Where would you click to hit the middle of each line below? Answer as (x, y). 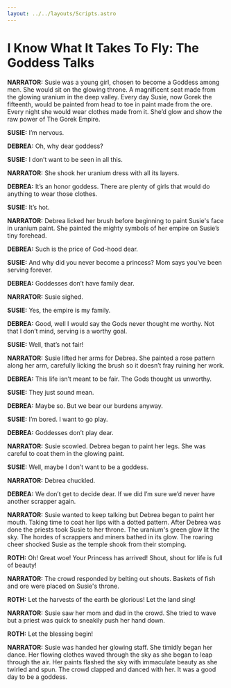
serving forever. (30, 270)
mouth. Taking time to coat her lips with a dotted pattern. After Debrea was (114, 522)
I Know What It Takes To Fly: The (103, 48)
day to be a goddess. (37, 677)
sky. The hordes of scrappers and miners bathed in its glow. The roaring (110, 537)
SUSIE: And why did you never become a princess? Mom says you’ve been (114, 262)
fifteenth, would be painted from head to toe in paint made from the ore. (110, 104)
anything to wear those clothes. (52, 194)
